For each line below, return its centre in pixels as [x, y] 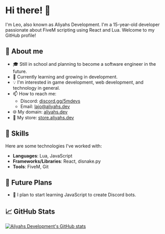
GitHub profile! [21, 35]
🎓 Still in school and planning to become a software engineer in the [84, 64]
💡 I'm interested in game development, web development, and [78, 82]
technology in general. [36, 88]
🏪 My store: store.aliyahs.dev [43, 117]
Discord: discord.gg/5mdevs [50, 101]
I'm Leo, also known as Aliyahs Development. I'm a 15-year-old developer [82, 24]
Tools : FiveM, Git [31, 166]
